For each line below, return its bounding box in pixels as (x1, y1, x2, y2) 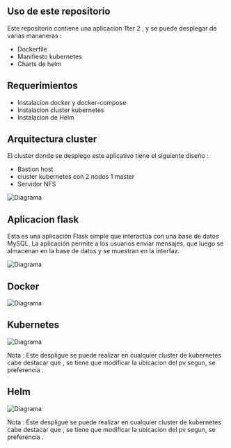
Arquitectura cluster (7, 134, 97, 145)
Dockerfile (17, 45, 47, 53)
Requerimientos (7, 80, 78, 92)
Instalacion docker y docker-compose (17, 98, 127, 106)
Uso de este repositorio (7, 6, 111, 17)
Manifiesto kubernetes (17, 52, 82, 61)
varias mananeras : (7, 31, 62, 40)
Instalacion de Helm (17, 113, 74, 121)
